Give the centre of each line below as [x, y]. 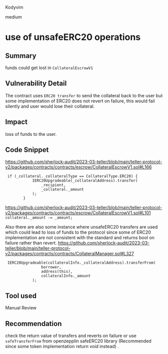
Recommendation [33, 324]
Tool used [21, 296]
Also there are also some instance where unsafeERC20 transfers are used [81, 227]
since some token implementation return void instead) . [62, 346]
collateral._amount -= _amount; [39, 218]
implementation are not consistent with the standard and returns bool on [80, 238]
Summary [21, 55]
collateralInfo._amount [66, 276]
